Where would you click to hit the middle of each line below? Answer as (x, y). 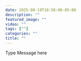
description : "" (22, 15)
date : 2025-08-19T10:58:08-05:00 (41, 10)
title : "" (16, 39)
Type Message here (26, 53)
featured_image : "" (26, 19)
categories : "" (21, 34)
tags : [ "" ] (17, 29)
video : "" (16, 24)
